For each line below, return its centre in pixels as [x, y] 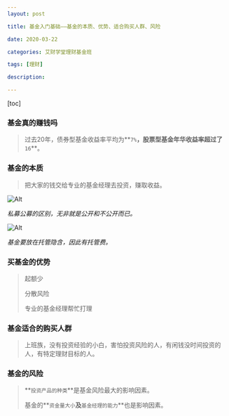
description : [26, 77]
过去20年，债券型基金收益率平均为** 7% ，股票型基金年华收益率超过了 [123, 139]
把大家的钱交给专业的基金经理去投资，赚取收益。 [95, 185]
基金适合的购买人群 [40, 328]
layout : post [26, 14]
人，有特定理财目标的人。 [61, 354]
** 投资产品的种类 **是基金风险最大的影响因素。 [89, 390]
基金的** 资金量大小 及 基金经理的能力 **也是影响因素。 [96, 405]
